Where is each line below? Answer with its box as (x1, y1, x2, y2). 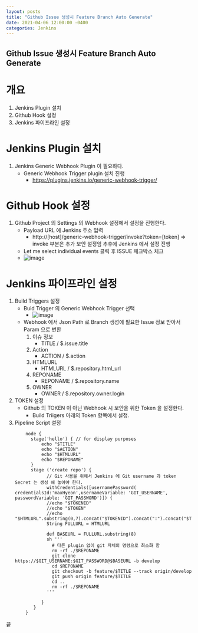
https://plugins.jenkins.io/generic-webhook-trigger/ (32, 176, 157, 183)
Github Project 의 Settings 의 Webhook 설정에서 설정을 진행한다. (14, 219, 166, 227)
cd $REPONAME (52, 563, 84, 569)
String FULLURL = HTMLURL (46, 521, 110, 527)
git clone (52, 553, 76, 559)
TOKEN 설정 (14, 397, 44, 404)
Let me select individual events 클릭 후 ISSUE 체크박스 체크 (23, 248, 164, 255)
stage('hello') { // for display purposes (30, 436, 137, 442)
